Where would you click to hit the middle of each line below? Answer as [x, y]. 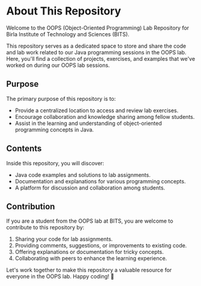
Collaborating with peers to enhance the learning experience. [91, 258]
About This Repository [64, 11]
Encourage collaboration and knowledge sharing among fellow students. [105, 116]
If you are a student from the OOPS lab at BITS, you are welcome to [90, 221]
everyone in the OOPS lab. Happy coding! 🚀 [60, 276]
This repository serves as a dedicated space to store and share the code [96, 46]
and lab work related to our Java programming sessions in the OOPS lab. [96, 52]
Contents [24, 149]
